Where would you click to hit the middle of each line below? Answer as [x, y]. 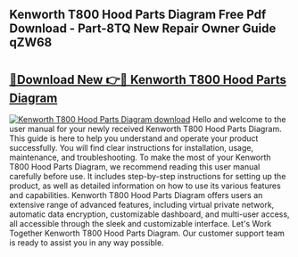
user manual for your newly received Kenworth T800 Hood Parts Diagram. [146, 129]
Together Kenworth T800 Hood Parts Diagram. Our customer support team [147, 233]
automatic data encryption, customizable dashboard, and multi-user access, [149, 214]
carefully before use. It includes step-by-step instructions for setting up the [148, 176]
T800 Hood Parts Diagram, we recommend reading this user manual [135, 167]
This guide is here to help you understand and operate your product [134, 138]
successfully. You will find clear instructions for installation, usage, [132, 148]
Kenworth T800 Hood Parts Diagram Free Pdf [138, 15]
